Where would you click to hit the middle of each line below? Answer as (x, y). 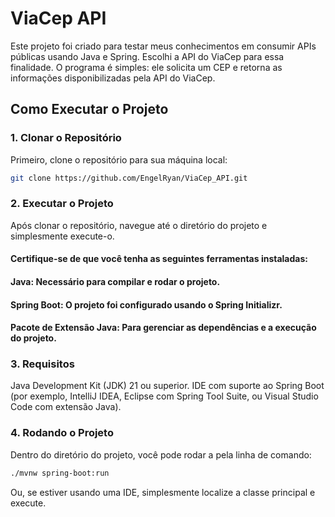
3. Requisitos (42, 364)
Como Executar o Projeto (89, 109)
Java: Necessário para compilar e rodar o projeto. (115, 281)
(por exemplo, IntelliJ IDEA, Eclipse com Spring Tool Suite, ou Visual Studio (164, 396)
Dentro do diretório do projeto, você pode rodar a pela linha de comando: (161, 454)
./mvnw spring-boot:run (60, 473)
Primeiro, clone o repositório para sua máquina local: (119, 159)
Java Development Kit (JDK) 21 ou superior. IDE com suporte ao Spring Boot (167, 386)
